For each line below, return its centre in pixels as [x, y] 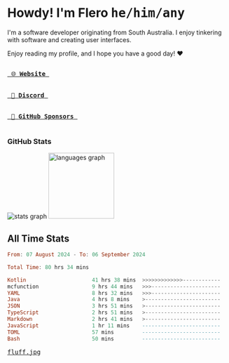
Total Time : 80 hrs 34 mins [48, 267]
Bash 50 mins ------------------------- [114, 338]
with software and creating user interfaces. [69, 39]
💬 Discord [28, 95]
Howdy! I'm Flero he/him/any [96, 13]
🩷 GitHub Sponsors [42, 116]
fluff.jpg [24, 352]
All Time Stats [39, 238]
